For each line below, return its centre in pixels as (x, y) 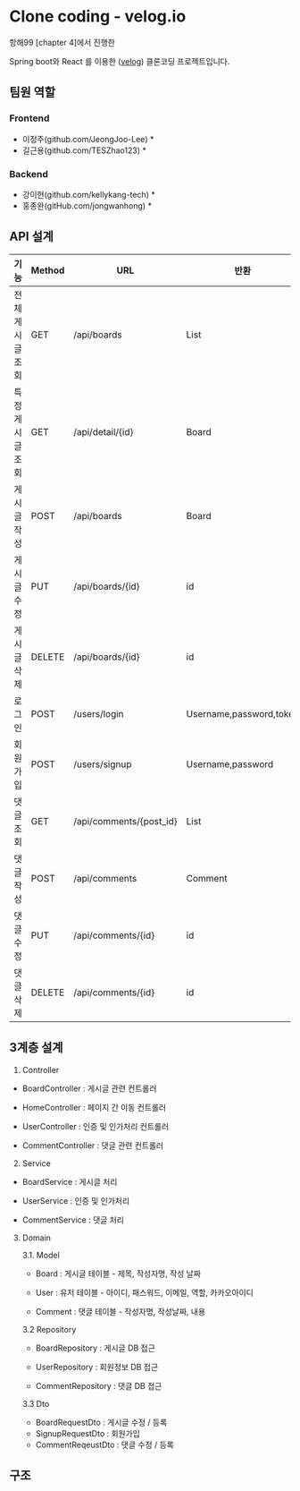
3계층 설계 (36, 1048)
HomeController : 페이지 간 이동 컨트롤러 (94, 1107)
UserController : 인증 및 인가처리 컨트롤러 (96, 1126)
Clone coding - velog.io (98, 17)
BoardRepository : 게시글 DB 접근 (96, 1348)
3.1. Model (41, 1255)
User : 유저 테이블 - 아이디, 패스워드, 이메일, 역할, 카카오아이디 (145, 1292)
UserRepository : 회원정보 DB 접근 (97, 1367)
